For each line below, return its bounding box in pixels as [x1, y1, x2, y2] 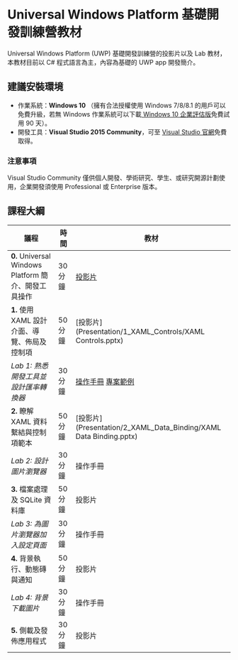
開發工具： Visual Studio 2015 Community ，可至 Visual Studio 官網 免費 [17, 127, 227, 136]
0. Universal [11, 251, 51, 261]
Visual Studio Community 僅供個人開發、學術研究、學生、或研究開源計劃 [7, 173, 220, 182]
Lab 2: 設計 [11, 455, 48, 465]
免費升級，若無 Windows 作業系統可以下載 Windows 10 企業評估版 [17, 109, 212, 118]
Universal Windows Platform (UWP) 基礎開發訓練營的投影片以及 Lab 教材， [7, 49, 227, 58]
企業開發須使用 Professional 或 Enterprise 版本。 [19, 183, 161, 191]
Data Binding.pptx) [75, 431, 138, 441]
